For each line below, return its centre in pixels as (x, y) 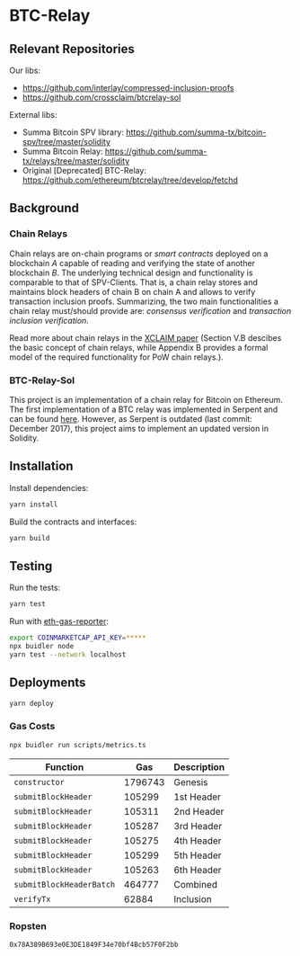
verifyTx (32, 899)
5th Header (198, 855)
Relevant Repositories (72, 49)
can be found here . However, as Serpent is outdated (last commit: (131, 418)
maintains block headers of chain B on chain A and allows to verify (132, 291)
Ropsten (28, 925)
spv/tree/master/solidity (66, 142)
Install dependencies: (49, 487)
